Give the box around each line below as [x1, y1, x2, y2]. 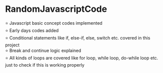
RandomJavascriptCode [5, 3, 108, 15]
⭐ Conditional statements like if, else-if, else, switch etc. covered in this [5, 35, 151, 40]
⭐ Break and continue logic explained [5, 47, 82, 53]
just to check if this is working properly [5, 62, 85, 68]
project [5, 42, 20, 48]
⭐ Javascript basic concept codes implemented [5, 20, 103, 26]
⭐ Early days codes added [5, 27, 59, 33]
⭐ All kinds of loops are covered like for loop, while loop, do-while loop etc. [5, 55, 159, 61]
